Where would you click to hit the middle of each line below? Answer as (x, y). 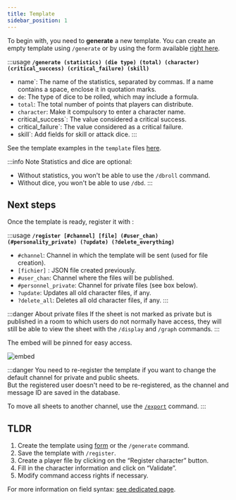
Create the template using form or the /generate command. (104, 446)
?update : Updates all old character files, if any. (84, 293)
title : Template (31, 14)
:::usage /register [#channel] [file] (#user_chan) (83, 236)
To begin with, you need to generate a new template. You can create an (111, 40)
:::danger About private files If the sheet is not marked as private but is (110, 314)
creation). (31, 263)
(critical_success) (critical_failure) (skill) (79, 69)
